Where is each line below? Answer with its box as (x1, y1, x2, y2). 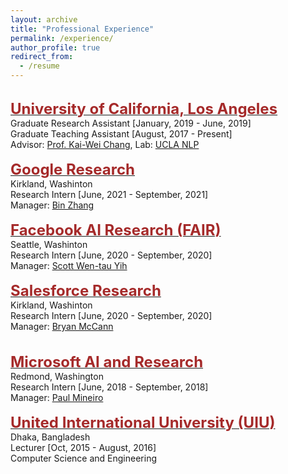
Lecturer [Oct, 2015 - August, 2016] (10, 442, 157, 453)
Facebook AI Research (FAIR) (10, 221, 222, 240)
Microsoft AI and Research (10, 352, 204, 371)
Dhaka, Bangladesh (10, 431, 91, 443)
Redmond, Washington (10, 371, 104, 382)
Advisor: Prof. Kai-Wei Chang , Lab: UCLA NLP (10, 139, 200, 150)
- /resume (19, 61, 60, 71)
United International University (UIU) (10, 413, 276, 432)
